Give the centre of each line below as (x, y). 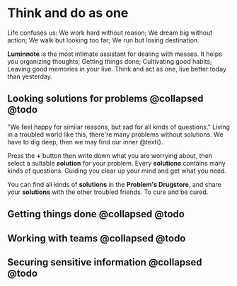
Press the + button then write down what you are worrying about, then (110, 155)
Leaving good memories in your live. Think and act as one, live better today (117, 69)
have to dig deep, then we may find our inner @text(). (85, 142)
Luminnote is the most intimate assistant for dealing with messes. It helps (115, 54)
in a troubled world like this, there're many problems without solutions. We (115, 134)
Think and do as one (68, 13)
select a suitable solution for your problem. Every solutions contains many (117, 163)
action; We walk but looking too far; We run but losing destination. (103, 40)
